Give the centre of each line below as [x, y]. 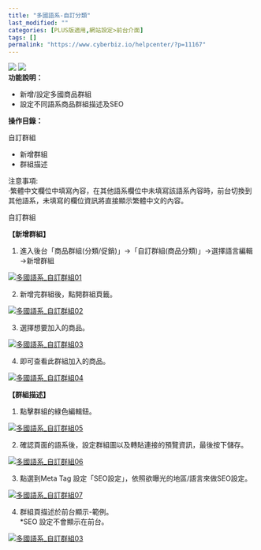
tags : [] [22, 37]
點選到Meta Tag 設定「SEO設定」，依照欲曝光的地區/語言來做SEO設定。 [136, 478]
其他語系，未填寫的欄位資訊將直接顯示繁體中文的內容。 [98, 201]
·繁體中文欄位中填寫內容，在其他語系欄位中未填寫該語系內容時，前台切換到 [130, 191]
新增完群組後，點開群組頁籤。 [68, 294]
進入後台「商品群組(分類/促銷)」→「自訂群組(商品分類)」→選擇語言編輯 [136, 251]
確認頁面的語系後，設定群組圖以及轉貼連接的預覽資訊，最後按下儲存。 [134, 445]
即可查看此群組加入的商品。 [65, 361]
